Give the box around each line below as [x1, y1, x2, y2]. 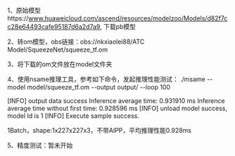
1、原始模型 [7, 6, 41, 14]
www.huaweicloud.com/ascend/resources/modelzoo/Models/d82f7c [27, 14, 228, 23]
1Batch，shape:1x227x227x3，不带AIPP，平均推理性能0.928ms [7, 126, 192, 134]
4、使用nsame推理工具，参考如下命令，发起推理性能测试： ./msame [7, 75, 205, 83]
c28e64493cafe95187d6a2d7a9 [7, 23, 101, 30]
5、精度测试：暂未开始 [7, 141, 73, 150]
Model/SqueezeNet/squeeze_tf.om [7, 45, 108, 54]
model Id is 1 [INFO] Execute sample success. [7, 112, 139, 120]
